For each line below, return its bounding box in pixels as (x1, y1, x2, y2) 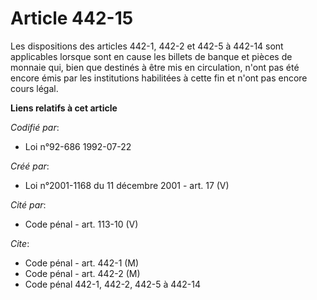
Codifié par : (10, 121, 60, 133)
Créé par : (10, 160, 50, 172)
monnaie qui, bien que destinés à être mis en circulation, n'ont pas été (10, 61, 300, 73)
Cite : (10, 237, 30, 249)
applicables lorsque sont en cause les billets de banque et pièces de (10, 50, 293, 62)
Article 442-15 (10, 7, 134, 30)
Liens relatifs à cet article (10, 102, 118, 114)
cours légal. (10, 82, 59, 94)
